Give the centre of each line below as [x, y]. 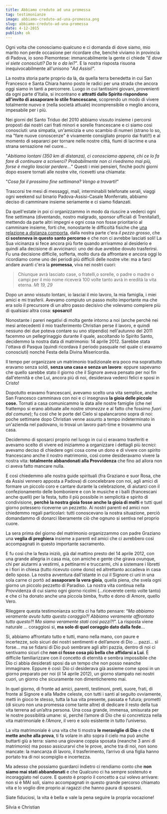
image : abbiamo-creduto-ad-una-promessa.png [52, 19]
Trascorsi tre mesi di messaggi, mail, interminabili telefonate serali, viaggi [81, 191]
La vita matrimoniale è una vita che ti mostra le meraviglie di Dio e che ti [80, 730]
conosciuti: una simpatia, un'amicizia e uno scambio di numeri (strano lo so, [83, 130]
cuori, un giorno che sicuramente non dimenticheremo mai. [66, 679]
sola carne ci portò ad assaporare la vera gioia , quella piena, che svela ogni [83, 580]
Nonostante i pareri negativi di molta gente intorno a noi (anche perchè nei [82, 320]
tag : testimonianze [26, 14]
